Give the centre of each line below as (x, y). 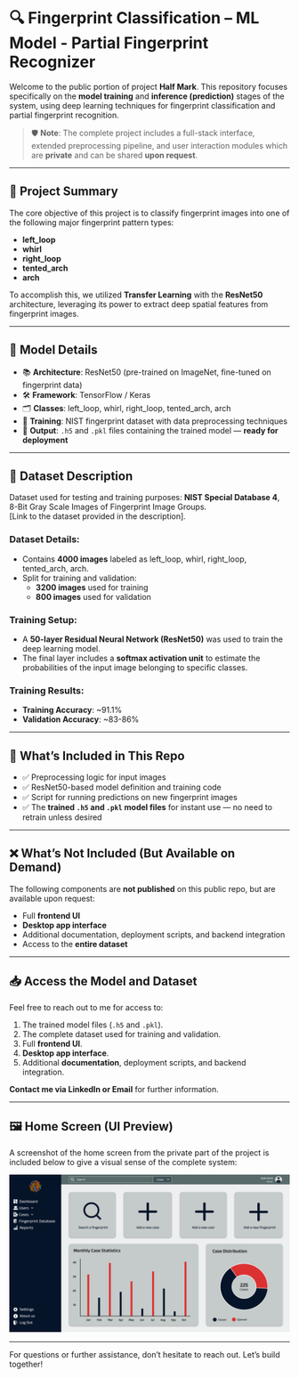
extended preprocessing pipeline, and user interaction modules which (159, 145)
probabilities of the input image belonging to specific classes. (135, 667)
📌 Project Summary (64, 192)
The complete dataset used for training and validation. (121, 1033)
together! (26, 1365)
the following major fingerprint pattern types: (92, 222)
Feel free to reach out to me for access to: (86, 1007)
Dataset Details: (44, 539)
